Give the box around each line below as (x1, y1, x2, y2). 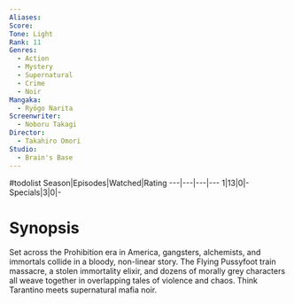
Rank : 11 (9, 37, 42, 47)
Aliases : (9, 12, 42, 22)
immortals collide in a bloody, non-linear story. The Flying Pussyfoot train (9, 256, 276, 267)
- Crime (17, 79, 46, 88)
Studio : (9, 144, 38, 153)
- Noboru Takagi (17, 121, 77, 129)
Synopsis (9, 218, 80, 238)
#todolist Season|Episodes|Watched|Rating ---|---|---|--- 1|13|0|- (9, 177, 250, 188)
